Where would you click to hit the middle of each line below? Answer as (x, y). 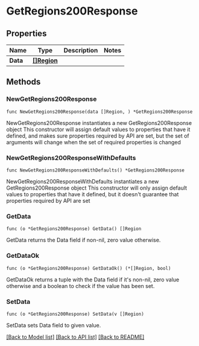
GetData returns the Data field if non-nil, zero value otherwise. (84, 240)
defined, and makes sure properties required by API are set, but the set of (98, 136)
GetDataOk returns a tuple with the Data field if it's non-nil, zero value (93, 280)
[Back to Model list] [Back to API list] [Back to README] (75, 337)
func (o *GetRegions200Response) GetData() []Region (74, 229)
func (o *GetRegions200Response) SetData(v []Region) (75, 314)
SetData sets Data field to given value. (54, 325)
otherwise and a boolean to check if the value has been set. (81, 286)
